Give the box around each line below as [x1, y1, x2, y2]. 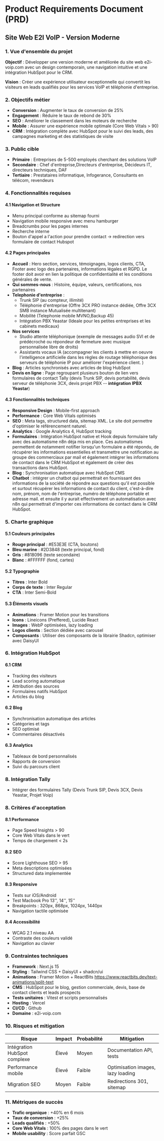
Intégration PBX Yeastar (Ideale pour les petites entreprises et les [19, 318, 151, 324]
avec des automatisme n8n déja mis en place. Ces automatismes [12, 439, 143, 445]
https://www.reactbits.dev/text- [94, 974, 158, 980]
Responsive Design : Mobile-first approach [12, 407, 100, 413]
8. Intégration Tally [5, 776, 51, 783]
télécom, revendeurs [12, 178, 54, 183]
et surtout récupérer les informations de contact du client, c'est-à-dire [12, 486, 154, 491]
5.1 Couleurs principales [5, 531, 55, 537]
